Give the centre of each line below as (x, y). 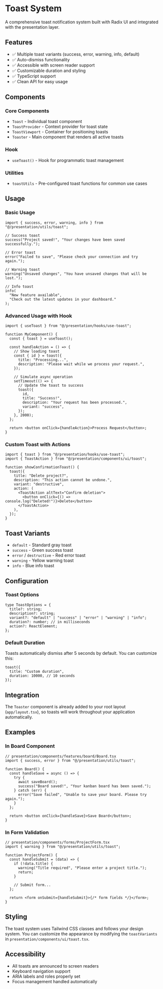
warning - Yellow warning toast (43, 560)
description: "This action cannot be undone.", (63, 480)
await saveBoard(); (37, 782)
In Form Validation (27, 832)
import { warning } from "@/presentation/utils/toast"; (63, 846)
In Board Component (30, 746)
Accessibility (25, 954)
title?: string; (26, 609)
